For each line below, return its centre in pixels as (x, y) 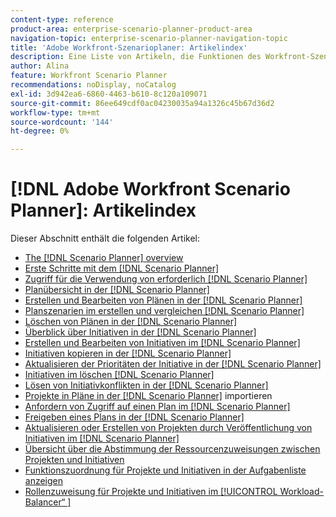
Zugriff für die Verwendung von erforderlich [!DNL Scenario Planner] (166, 279)
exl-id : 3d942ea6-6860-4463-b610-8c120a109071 (109, 94)
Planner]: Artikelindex (103, 210)
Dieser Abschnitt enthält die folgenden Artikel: (105, 238)
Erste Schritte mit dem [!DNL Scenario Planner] (122, 268)
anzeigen (44, 481)
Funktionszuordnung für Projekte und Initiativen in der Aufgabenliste (165, 470)
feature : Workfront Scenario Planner (89, 76)
